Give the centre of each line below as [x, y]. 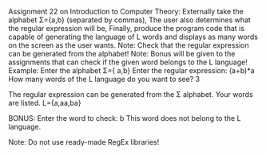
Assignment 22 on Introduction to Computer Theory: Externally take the [126, 12]
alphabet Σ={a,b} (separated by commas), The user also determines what [130, 20]
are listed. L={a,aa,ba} [45, 103]
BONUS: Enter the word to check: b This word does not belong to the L [125, 118]
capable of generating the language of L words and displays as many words [133, 37]
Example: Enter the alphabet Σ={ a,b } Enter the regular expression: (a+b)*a [131, 70]
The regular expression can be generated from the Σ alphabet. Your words [131, 94]
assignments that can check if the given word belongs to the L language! [128, 62]
